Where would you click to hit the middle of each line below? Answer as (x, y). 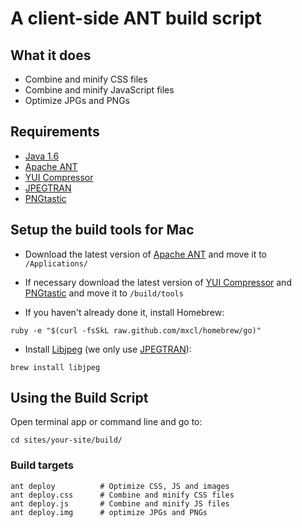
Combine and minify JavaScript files (99, 90)
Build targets (42, 465)
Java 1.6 (42, 156)
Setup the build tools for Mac (102, 230)
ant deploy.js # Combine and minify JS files (120, 503)
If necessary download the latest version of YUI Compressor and (158, 282)
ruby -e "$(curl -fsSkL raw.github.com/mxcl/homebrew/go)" (136, 330)
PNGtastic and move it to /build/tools (104, 293)
